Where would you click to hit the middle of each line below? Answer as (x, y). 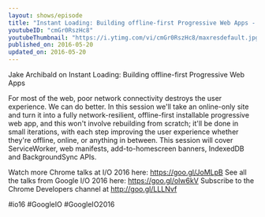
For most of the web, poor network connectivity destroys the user (115, 98)
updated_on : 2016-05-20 (47, 52)
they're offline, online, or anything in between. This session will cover (121, 140)
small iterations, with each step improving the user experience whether (123, 132)
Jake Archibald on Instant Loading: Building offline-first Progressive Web (127, 75)
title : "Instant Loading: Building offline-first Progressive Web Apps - (132, 23)
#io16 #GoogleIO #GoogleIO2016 (62, 204)
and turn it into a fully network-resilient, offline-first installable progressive (129, 115)
